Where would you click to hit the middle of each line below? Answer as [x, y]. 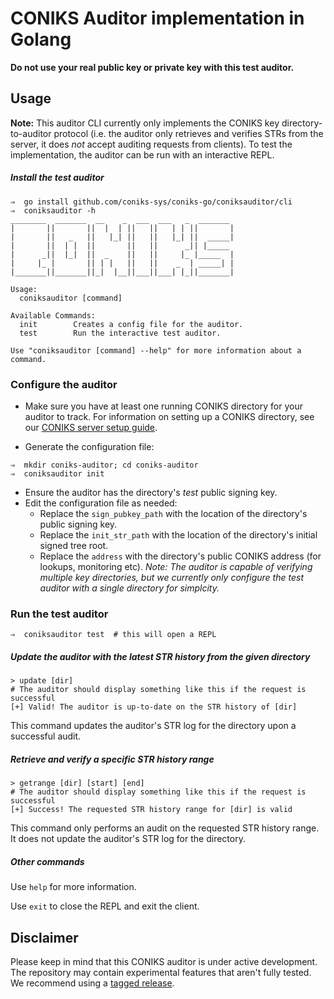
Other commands [47, 861]
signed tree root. [74, 546]
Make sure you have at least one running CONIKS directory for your [163, 406]
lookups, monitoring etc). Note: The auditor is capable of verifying [176, 567]
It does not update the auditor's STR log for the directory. [128, 839]
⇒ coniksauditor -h [53, 210]
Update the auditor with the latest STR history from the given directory [160, 656]
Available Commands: [53, 315]
